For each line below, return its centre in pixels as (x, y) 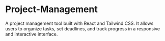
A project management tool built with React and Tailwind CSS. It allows (79, 23)
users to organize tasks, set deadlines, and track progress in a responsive (83, 28)
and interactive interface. (32, 34)
